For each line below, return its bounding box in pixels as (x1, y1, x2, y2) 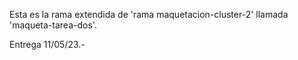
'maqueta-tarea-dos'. (9, 19, 97, 31)
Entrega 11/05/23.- (9, 39, 86, 50)
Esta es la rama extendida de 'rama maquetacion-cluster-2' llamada (9, 9, 289, 20)
